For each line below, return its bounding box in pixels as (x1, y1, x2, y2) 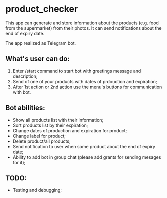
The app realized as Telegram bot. (5, 40, 76, 46)
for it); (12, 159, 26, 165)
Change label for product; (12, 133, 66, 139)
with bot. (12, 89, 31, 95)
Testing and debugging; (12, 187, 62, 193)
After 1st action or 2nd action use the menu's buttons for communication (12, 84, 162, 90)
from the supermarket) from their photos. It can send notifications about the (5, 25, 162, 31)
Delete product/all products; (12, 138, 71, 144)
